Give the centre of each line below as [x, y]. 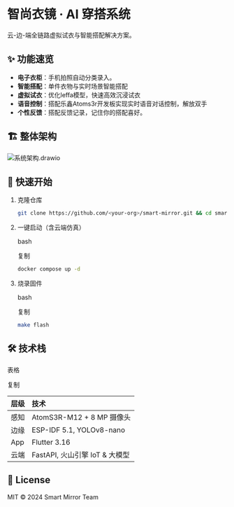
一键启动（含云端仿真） [51, 227]
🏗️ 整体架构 [32, 137]
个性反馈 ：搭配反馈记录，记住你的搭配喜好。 [82, 112]
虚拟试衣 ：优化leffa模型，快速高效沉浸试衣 [79, 94]
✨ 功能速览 [31, 59]
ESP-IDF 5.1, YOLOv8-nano [79, 429]
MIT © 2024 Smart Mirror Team [53, 497]
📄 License [29, 480]
